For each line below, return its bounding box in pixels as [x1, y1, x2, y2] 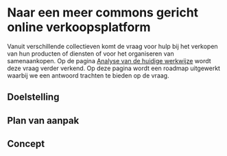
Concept [7, 138, 45, 150]
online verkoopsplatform [7, 19, 151, 35]
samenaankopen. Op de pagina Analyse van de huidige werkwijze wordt [7, 56, 211, 65]
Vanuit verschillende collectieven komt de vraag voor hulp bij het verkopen [7, 42, 218, 50]
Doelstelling [7, 91, 60, 103]
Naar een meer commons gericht [7, 5, 199, 21]
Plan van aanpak [7, 115, 80, 126]
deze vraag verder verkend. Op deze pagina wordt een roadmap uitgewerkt [7, 64, 221, 72]
